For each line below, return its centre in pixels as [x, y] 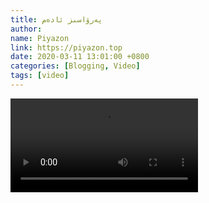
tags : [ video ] [40, 76]
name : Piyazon [40, 38]
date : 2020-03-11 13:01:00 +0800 [80, 57]
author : [26, 29]
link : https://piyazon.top [66, 47]
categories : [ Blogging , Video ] [75, 66]
